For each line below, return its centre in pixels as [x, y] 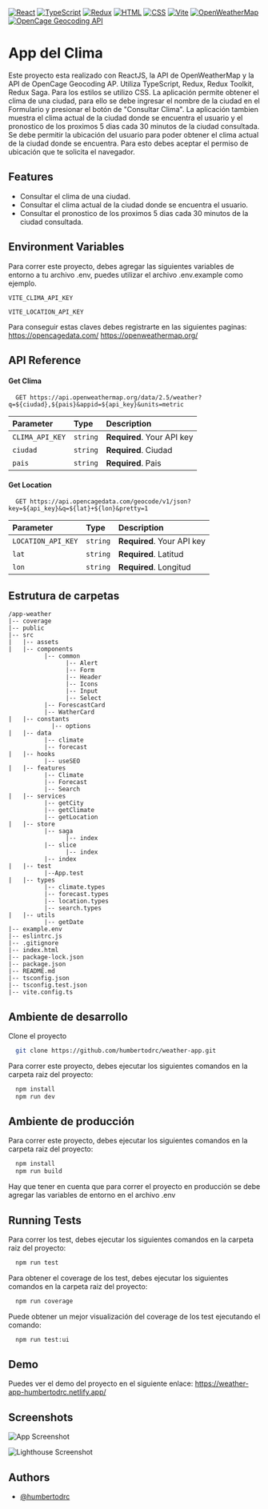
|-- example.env [35, 929]
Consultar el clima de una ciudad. [75, 196]
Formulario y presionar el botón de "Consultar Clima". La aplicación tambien [133, 109]
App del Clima [56, 53]
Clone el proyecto [38, 1035]
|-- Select [84, 698]
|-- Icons [82, 684]
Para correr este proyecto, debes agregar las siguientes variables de [121, 266]
